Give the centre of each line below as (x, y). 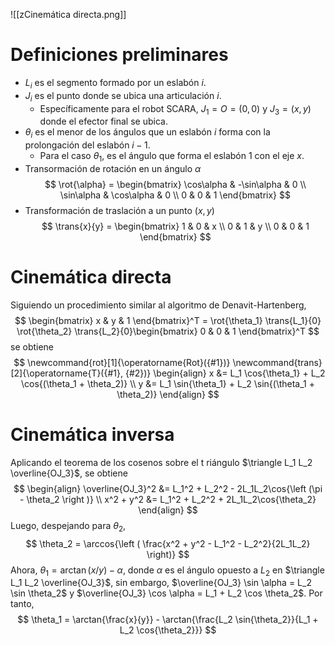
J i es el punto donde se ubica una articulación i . (123, 96)
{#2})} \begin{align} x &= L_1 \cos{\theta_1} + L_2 (225, 373)
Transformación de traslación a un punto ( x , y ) (119, 210)
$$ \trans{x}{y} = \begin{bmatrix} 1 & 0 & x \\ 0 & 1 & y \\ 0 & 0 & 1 (175, 226)
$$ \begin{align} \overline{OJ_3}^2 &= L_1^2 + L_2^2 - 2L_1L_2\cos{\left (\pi (168, 488)
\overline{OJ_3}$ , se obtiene (69, 473)
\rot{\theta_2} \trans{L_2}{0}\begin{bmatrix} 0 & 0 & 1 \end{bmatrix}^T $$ (168, 331)
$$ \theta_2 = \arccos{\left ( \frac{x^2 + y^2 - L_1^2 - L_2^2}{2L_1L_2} (168, 543)
